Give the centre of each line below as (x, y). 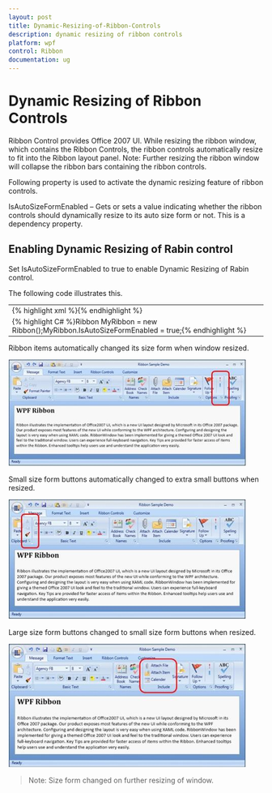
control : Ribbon (36, 51)
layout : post (30, 17)
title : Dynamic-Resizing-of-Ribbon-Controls (85, 26)
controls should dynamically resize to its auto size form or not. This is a (127, 215)
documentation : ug (39, 60)
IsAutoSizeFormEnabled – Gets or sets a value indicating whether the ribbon (135, 206)
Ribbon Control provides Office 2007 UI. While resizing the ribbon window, (133, 140)
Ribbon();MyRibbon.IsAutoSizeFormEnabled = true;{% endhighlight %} (129, 330)
